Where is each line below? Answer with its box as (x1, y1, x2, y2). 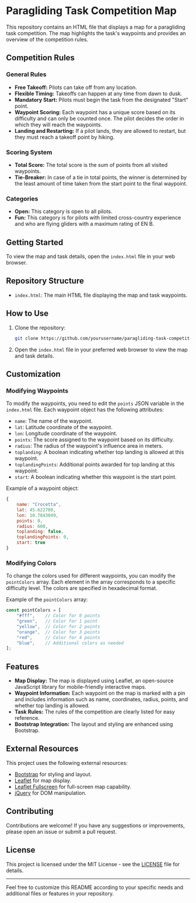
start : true (16, 540, 45, 545)
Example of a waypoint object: (6, 485, 79, 492)
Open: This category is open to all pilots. (14, 208, 113, 215)
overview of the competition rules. (6, 36, 89, 43)
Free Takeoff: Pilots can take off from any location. (14, 84, 137, 91)
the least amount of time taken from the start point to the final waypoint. (14, 180, 188, 187)
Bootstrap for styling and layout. (14, 771, 92, 778)
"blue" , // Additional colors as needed (16, 640, 124, 646)
